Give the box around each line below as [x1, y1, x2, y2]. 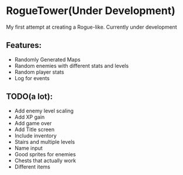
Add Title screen [14, 126, 55, 133]
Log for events [14, 74, 50, 81]
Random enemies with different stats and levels [14, 62, 129, 69]
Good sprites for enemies [14, 150, 76, 157]
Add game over [14, 119, 52, 126]
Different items [14, 163, 51, 170]
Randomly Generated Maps [14, 56, 81, 63]
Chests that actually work [14, 157, 76, 164]
